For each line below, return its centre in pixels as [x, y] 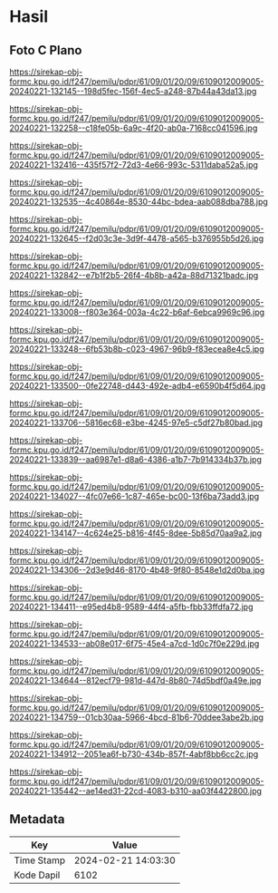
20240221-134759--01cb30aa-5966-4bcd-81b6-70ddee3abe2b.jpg [137, 717]
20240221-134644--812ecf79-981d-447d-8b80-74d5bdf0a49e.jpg [135, 680]
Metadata [37, 819]
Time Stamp [40, 860]
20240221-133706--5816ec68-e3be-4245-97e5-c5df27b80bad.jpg [136, 422]
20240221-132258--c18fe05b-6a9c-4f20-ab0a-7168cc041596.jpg [134, 128]
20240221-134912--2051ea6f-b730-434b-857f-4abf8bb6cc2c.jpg [134, 754]
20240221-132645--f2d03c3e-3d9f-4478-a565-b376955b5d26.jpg [137, 238]
